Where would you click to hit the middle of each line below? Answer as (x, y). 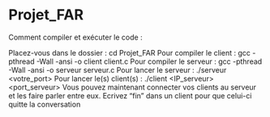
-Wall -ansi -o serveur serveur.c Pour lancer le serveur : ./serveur (118, 69)
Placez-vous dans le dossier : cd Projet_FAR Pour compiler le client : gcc (130, 52)
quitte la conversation (45, 104)
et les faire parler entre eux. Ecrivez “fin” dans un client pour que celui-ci (130, 95)
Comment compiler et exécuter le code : (76, 37)
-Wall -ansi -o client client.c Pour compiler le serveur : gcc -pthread (149, 61)
